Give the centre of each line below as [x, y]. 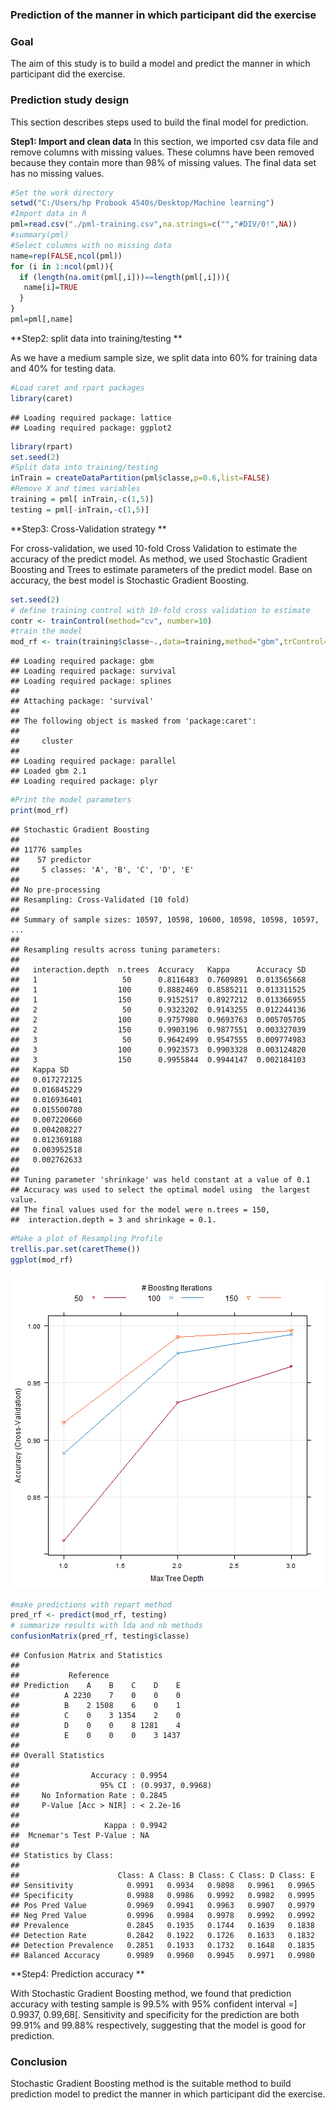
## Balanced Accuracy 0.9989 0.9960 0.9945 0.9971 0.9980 [162, 1956]
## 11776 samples [46, 849]
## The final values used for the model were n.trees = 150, [140, 1209]
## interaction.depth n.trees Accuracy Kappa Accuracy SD [158, 969]
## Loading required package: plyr [84, 781]
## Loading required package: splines [91, 681]
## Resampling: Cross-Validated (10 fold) [100, 899]
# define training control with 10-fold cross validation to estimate [160, 610]
